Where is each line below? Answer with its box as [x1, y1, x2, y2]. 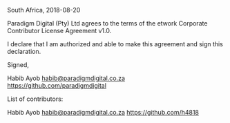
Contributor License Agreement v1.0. [7, 27, 112, 35]
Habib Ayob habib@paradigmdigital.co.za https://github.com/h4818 [7, 108, 199, 116]
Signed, [7, 61, 29, 68]
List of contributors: [7, 95, 64, 103]
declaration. [7, 48, 41, 55]
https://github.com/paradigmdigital [7, 82, 107, 89]
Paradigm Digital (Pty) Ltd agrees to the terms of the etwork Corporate [7, 19, 208, 27]
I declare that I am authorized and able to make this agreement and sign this [7, 40, 223, 48]
